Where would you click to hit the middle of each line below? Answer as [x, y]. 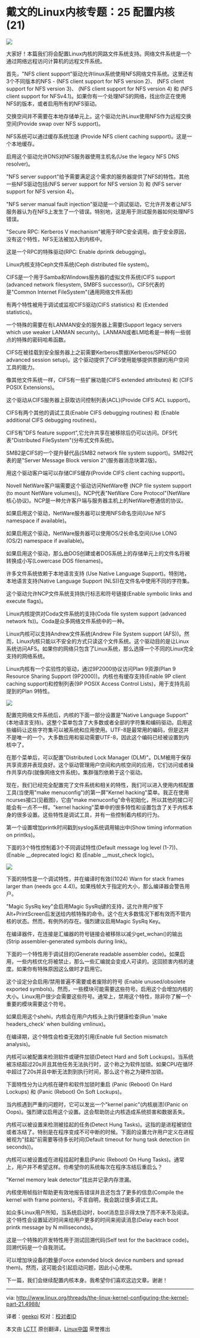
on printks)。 [22, 835]
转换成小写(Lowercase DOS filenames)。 [56, 561]
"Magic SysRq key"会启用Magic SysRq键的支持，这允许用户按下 [85, 906]
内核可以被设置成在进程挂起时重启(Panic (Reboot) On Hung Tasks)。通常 [95, 1159]
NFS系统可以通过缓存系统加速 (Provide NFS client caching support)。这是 [97, 136]
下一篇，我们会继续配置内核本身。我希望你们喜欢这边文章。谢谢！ [87, 1280]
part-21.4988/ [23, 1304]
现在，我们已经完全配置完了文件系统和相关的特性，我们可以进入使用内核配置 [100, 785]
